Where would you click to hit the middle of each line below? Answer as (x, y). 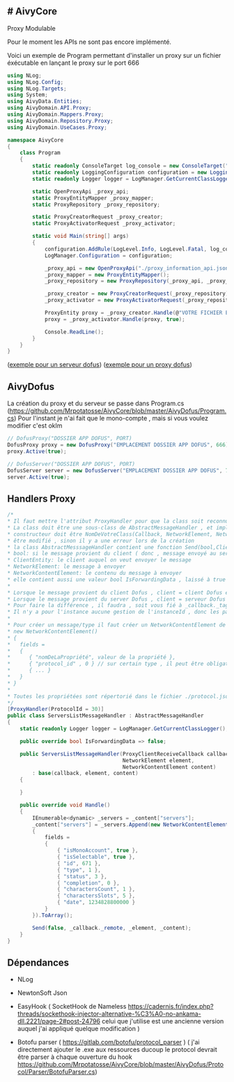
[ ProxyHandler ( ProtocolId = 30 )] (56, 709)
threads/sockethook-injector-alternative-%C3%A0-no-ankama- (109, 1014)
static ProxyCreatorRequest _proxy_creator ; (98, 217)
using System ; (28, 95)
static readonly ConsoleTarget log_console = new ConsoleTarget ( (129, 166)
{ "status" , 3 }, (82, 876)
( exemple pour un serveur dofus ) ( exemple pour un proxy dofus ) (100, 365)
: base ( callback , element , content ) (85, 774)
